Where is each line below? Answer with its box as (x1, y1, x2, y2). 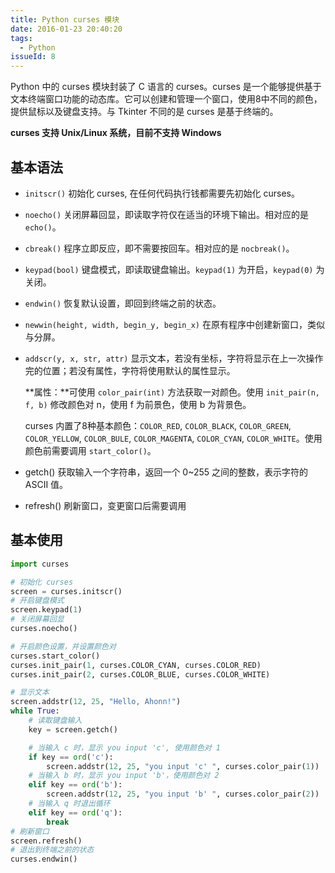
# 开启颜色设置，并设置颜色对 (10, 641, 117, 651)
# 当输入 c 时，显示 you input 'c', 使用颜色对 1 (28, 742, 221, 753)
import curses (10, 559, 70, 569)
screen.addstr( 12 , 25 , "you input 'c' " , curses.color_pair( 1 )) (46, 761, 320, 771)
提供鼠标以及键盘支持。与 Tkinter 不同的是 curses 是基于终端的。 (10, 106, 279, 118)
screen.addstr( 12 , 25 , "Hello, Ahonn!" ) (10, 697, 182, 707)
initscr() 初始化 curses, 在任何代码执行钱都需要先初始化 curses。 (24, 187, 300, 199)
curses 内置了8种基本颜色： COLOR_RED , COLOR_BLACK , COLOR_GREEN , (24, 419, 292, 431)
